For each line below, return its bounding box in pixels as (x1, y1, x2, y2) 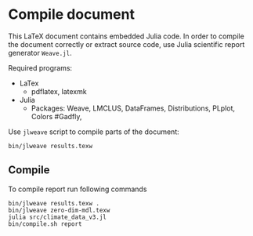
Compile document (8, 5, 136, 24)
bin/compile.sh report (8, 220, 82, 228)
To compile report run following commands (8, 184, 147, 194)
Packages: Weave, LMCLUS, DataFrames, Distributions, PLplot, (31, 103, 236, 113)
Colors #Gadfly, (31, 111, 82, 121)
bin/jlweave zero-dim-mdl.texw (8, 206, 110, 214)
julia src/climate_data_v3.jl (8, 213, 107, 221)
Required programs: (8, 63, 73, 72)
